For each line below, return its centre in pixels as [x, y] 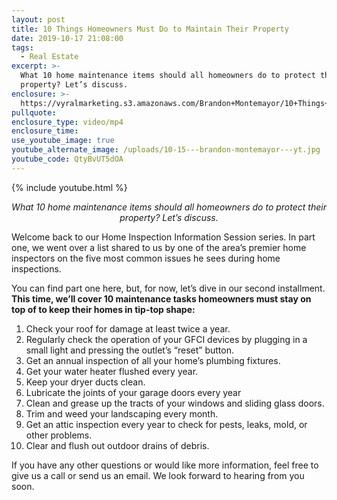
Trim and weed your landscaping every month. [122, 413]
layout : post [38, 19]
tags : [22, 47]
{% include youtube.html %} [69, 187]
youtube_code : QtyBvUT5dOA [67, 159]
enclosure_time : [45, 131]
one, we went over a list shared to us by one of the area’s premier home [159, 247]
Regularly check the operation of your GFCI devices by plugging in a [166, 339]
